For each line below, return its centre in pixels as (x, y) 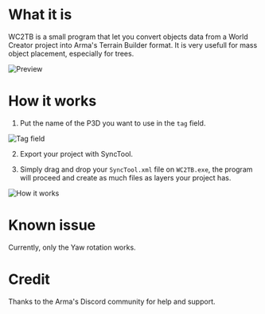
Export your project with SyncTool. (76, 153)
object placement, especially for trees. (71, 53)
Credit (29, 279)
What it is (40, 15)
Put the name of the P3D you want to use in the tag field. (113, 123)
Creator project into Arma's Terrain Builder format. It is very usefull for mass (133, 45)
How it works (53, 101)
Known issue (52, 225)
